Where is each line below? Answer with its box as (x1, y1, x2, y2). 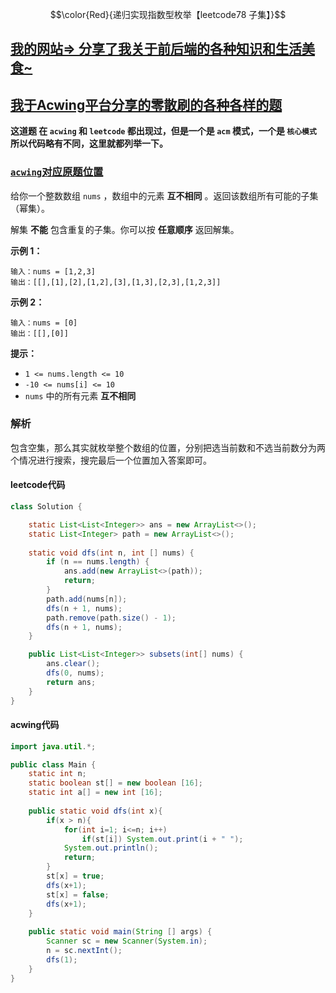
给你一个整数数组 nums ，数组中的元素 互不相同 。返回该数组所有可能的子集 (10, 189, 319, 202)
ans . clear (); (46, 659, 101, 669)
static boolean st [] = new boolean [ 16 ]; (28, 778, 203, 788)
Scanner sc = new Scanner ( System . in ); (46, 936, 208, 947)
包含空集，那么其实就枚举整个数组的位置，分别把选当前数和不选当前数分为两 (10, 441, 326, 453)
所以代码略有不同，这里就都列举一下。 (10, 138, 168, 150)
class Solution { (10, 502, 83, 512)
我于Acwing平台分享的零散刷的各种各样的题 (10, 96, 283, 113)
